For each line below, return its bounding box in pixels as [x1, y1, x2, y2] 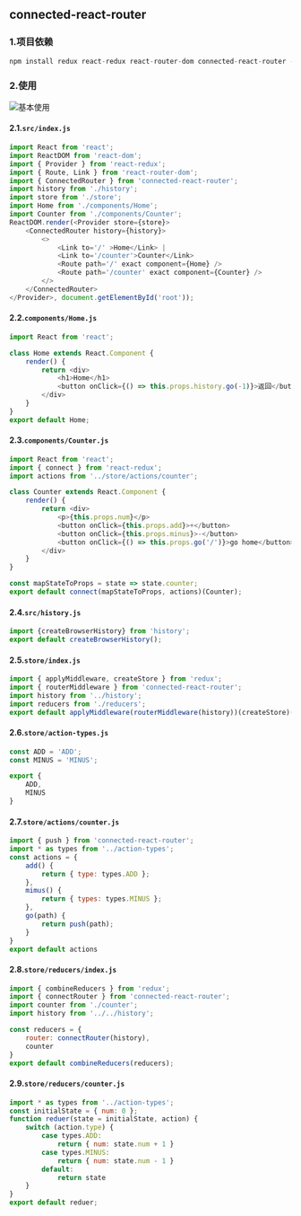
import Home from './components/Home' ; [9, 201, 159, 210]
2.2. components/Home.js [9, 313, 97, 323]
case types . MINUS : [41, 1148, 110, 1157]
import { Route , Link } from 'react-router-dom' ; [9, 168, 199, 177]
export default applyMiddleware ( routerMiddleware [9, 708, 199, 717]
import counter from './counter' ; [9, 1000, 139, 1009]
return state [56, 1173, 106, 1182]
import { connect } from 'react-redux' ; [9, 463, 163, 472]
